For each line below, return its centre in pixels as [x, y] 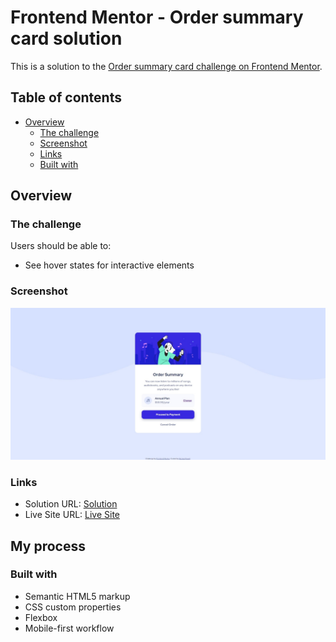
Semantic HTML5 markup [77, 596]
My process [48, 546]
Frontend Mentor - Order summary [157, 17]
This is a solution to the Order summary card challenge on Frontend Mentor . [166, 66]
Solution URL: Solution [71, 504]
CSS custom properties [73, 607]
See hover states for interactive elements [109, 265]
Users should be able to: [61, 246]
